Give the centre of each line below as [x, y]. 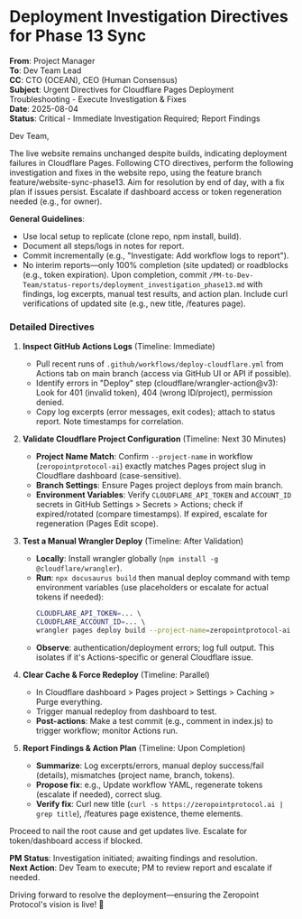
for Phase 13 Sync [78, 36]
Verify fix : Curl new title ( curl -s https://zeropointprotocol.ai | [160, 803]
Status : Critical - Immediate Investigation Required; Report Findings [135, 118]
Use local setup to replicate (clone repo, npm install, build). [132, 236]
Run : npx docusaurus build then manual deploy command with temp [163, 578]
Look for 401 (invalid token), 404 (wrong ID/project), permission [154, 393]
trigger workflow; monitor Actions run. [107, 730]
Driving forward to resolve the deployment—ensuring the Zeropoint [134, 895]
